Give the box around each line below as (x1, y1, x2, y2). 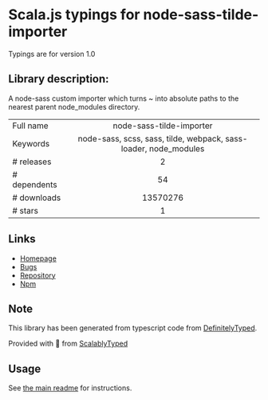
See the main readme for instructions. (8, 383, 132, 393)
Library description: (8, 72, 109, 86)
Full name (12, 120, 49, 131)
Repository (19, 270, 56, 280)
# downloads (12, 192, 61, 203)
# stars (12, 205, 38, 216)
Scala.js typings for (8, 6, 140, 24)
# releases (12, 156, 52, 167)
